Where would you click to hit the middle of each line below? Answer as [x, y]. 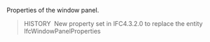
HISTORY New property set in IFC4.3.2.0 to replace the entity [113, 23]
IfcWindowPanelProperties [62, 31]
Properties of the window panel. [53, 10]
